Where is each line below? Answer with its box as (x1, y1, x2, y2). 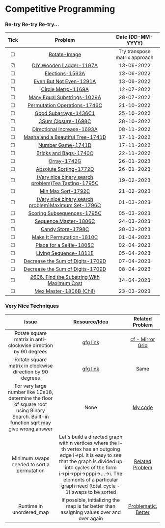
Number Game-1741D (38, 142, 92, 149)
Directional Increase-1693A (32, 126, 98, 133)
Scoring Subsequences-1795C (28, 210, 102, 217)
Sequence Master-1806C (34, 218, 95, 225)
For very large (14, 382, 47, 389)
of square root (14, 401, 47, 408)
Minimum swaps (11, 455, 50, 462)
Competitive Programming (5, 3, 115, 15)
